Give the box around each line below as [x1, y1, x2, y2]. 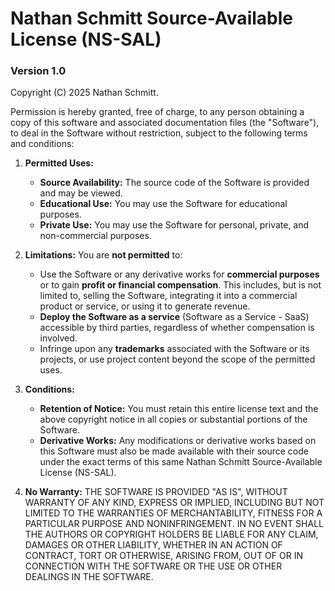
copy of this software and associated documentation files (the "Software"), [10, 117, 320, 129]
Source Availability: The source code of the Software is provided [39, 177, 310, 189]
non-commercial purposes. [39, 230, 152, 242]
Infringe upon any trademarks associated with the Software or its [39, 343, 310, 355]
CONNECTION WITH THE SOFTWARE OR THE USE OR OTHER [24, 560, 283, 572]
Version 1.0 [10, 64, 67, 78]
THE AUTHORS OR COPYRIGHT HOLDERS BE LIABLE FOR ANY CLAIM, [24, 528, 319, 541]
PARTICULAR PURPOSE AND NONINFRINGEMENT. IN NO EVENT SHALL [24, 518, 324, 530]
